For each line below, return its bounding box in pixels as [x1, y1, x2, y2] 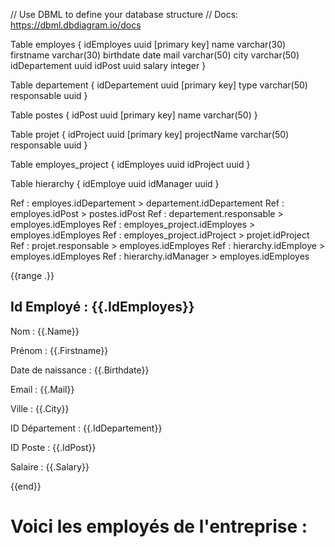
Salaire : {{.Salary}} [10, 460, 90, 473]
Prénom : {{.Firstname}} [10, 344, 109, 356]
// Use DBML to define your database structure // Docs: [10, 9, 239, 20]
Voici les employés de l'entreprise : [10, 515, 308, 538]
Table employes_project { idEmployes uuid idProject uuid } [10, 159, 251, 170]
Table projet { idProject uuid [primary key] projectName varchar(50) [10, 129, 290, 140]
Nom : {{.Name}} [10, 325, 80, 337]
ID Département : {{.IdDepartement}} [10, 422, 163, 434]
